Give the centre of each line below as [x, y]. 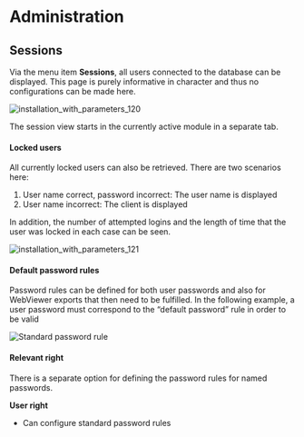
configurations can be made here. [73, 91]
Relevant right [37, 358]
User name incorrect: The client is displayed [105, 204]
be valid [24, 319]
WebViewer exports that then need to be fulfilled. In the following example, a [152, 300]
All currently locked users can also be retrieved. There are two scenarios [145, 168]
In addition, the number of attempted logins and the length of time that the [148, 222]
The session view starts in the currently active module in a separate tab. [144, 126]
